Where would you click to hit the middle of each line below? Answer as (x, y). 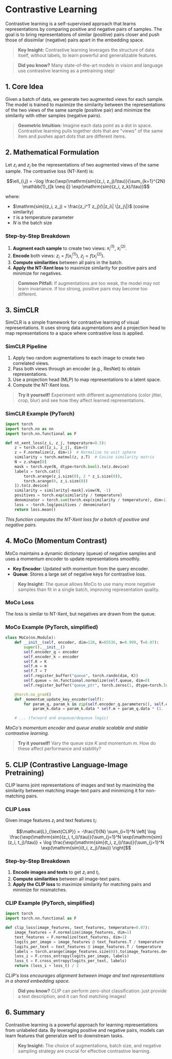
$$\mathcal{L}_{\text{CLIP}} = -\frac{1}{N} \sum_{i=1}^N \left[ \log (86, 832)
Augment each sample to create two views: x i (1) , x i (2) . (70, 248)
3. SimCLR (22, 310)
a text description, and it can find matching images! (72, 997)
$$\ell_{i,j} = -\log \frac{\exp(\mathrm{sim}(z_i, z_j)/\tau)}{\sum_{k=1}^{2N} (86, 181)
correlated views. (31, 363)
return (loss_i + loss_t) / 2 (47, 966)
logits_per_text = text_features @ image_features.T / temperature (88, 947)
